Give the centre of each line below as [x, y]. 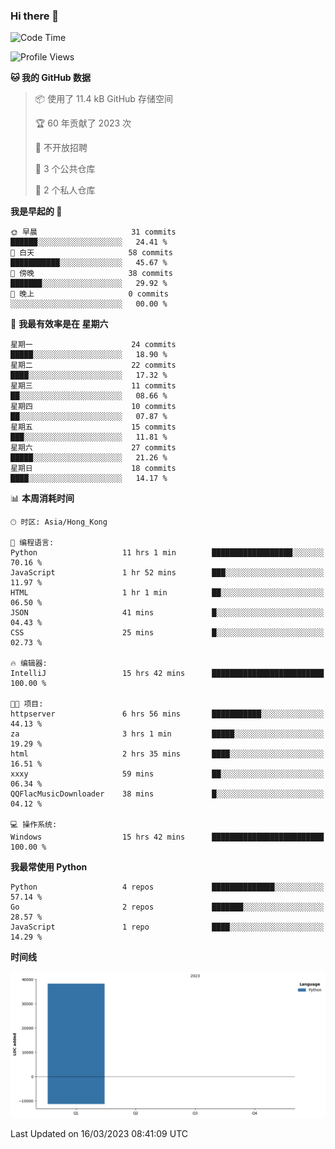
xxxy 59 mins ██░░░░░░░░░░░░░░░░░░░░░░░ [167, 774]
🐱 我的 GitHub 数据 [51, 78]
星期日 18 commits [93, 469]
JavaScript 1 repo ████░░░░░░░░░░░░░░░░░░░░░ [167, 927]
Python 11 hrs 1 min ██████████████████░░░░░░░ [167, 553]
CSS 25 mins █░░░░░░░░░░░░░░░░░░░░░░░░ [167, 633]
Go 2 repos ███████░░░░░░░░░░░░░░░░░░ [167, 907]
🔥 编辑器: [29, 664]
